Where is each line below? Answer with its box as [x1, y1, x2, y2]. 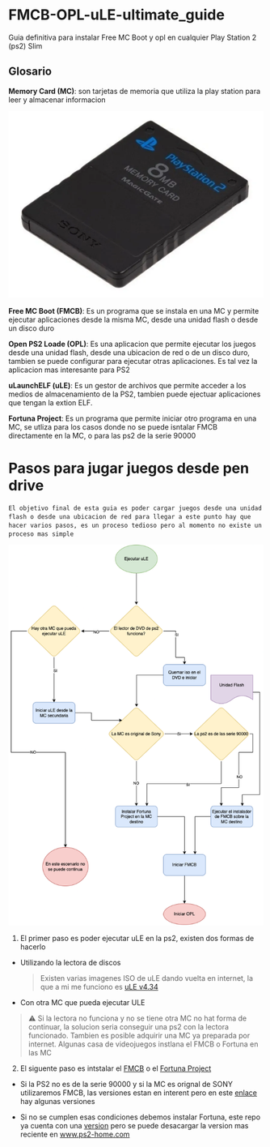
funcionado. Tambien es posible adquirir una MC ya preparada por [27, 1030, 251, 1040]
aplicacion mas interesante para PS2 [8, 365, 131, 374]
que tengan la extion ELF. [8, 397, 93, 407]
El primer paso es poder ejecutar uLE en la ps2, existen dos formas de [19, 933, 255, 943]
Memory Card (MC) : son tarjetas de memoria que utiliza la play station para [8, 86, 261, 96]
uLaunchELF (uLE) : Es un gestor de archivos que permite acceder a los [8, 380, 247, 390]
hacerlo [19, 942, 46, 952]
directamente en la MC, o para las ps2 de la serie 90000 [8, 430, 196, 440]
